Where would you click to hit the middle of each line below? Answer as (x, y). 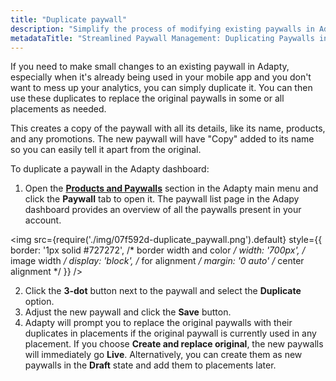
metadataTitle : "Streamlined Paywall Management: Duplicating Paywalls (162, 38)
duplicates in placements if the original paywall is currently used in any (170, 333)
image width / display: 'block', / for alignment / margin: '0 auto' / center (157, 261)
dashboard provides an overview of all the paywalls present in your (163, 210)
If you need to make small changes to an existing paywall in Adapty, (150, 67)
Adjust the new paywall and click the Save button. (128, 312)
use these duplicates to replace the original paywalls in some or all (147, 98)
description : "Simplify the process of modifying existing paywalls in (162, 29)
